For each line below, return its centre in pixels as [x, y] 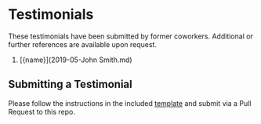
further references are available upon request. [82, 44]
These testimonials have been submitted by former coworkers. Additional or [130, 36]
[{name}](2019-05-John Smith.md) [76, 60]
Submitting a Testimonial [70, 84]
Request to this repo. [42, 111]
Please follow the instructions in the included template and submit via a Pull [130, 103]
